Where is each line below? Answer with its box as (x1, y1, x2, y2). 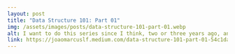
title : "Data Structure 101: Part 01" (7, 17, 120, 24)
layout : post (7, 10, 45, 18)
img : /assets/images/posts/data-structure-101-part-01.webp (7, 23, 187, 30)
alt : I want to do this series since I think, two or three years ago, (7, 29, 220, 37)
